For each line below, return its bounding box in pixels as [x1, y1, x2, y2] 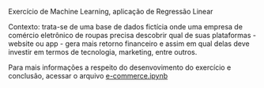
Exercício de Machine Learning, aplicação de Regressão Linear [8, 7, 213, 16]
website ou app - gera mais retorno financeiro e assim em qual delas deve [8, 39, 251, 48]
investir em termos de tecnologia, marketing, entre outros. [8, 48, 198, 56]
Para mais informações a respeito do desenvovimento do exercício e [8, 63, 232, 72]
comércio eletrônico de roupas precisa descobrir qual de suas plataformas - [8, 31, 257, 40]
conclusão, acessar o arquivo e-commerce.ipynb [8, 71, 168, 80]
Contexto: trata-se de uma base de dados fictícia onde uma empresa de [8, 22, 243, 31]
